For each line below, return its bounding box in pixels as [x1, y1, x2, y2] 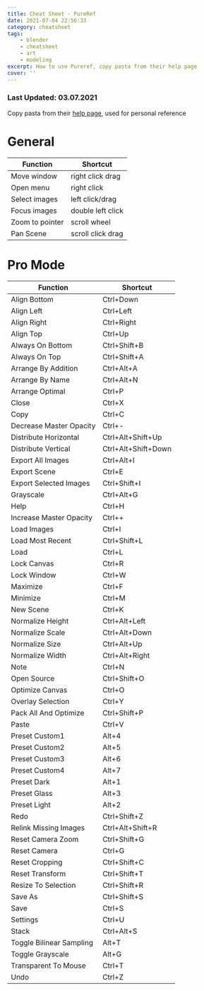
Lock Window [11, 570, 56, 580]
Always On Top [11, 351, 61, 361]
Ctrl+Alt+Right [102, 650, 150, 660]
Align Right [11, 317, 47, 327]
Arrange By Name [11, 375, 71, 385]
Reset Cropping [11, 857, 63, 867]
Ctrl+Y [102, 696, 124, 706]
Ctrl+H [102, 501, 125, 511]
